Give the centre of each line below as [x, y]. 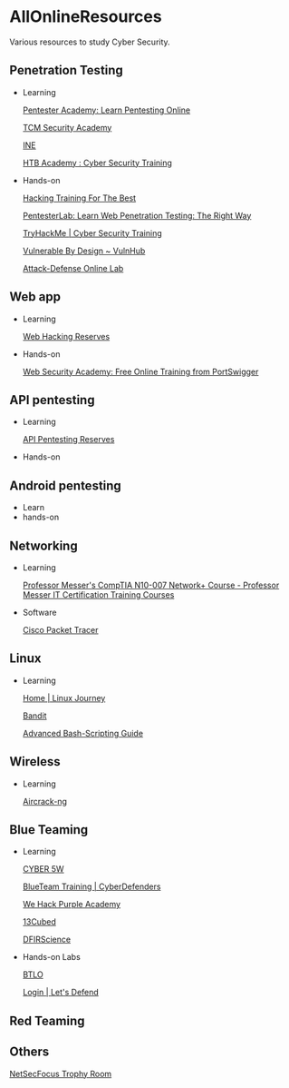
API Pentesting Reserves [68, 440]
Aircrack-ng [45, 801]
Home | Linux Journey [64, 697]
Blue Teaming [49, 830]
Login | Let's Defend [61, 993]
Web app [35, 297]
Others [29, 1052]
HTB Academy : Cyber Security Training [97, 163]
